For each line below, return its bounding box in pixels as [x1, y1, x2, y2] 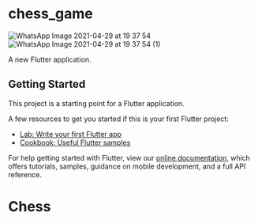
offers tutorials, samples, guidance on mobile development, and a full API [8, 161, 246, 171]
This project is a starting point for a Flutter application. [8, 98, 185, 108]
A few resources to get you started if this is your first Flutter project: [8, 114, 229, 123]
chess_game [8, 5, 93, 23]
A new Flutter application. [8, 55, 92, 64]
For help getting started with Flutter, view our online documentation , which [8, 153, 251, 162]
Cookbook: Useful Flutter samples [19, 138, 131, 147]
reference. [8, 169, 42, 179]
